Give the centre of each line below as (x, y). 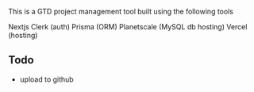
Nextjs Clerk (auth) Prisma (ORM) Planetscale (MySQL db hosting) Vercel (128, 27)
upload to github (46, 79)
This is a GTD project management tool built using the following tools (121, 11)
